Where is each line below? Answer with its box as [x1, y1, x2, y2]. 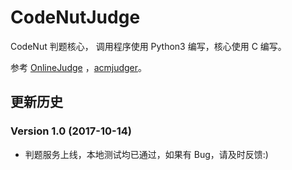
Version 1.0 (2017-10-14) [10, 124, 132, 138]
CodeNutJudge [10, 6, 141, 29]
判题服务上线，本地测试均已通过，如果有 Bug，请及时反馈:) [24, 148, 269, 160]
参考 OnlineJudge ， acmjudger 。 [10, 61, 148, 73]
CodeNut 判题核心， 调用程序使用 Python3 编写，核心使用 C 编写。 [10, 40, 287, 52]
